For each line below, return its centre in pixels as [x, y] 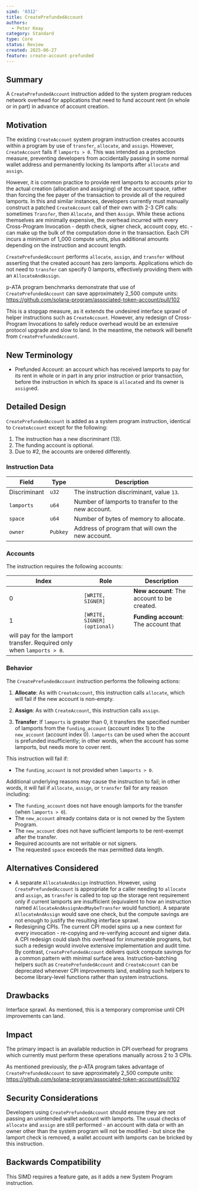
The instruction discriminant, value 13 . [126, 492]
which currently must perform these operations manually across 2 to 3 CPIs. [99, 1055]
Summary [25, 80]
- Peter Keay [28, 28]
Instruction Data [30, 467]
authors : [17, 23]
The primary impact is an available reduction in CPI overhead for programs [97, 1049]
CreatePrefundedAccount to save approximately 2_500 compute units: [90, 1073]
